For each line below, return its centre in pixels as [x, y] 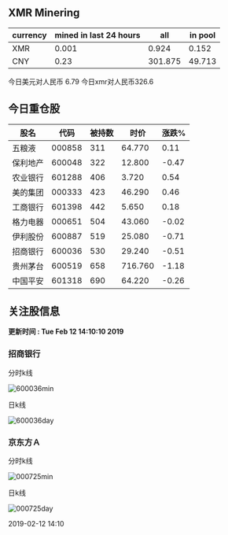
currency [29, 35]
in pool [203, 35]
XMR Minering [44, 13]
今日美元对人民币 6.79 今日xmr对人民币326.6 [81, 81]
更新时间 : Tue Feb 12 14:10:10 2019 [66, 332]
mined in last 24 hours [97, 35]
